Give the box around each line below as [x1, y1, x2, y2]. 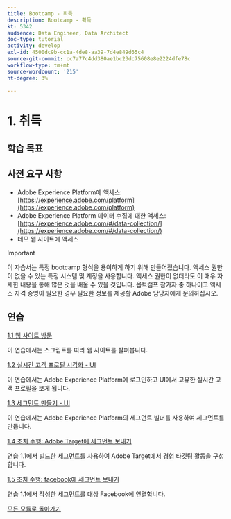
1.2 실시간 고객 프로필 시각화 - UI [7, 360, 96, 368]
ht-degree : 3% [7, 74, 49, 82]
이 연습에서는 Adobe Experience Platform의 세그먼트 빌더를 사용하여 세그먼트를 [7, 414, 225, 422]
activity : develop [7, 42, 60, 49]
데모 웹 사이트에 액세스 [17, 235, 79, 243]
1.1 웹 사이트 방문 [7, 331, 53, 339]
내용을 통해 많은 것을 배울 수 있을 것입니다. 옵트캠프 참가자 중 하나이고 [19, 280, 209, 289]
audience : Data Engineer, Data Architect [7, 29, 129, 37]
